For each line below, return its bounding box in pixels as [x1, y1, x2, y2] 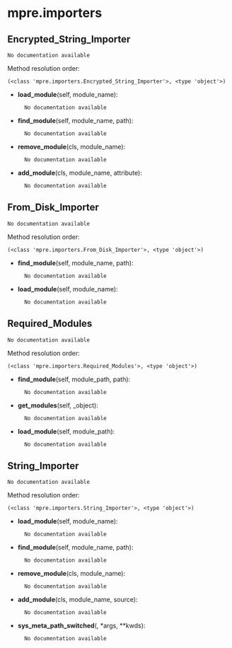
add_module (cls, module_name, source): [17, 596, 138, 604]
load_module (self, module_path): [17, 427, 115, 436]
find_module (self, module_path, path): [17, 375, 131, 383]
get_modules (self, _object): [17, 401, 99, 410]
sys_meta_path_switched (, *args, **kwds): [17, 621, 146, 630]
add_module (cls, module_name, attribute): [17, 168, 143, 177]
